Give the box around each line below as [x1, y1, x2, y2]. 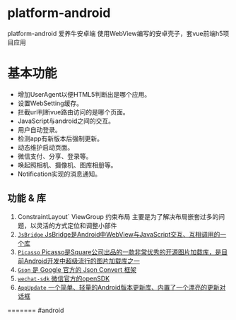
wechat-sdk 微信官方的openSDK [17, 274, 110, 283]
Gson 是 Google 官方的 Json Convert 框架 [17, 265, 136, 273]
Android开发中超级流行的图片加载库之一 [23, 256, 140, 265]
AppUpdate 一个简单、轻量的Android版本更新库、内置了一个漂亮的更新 [17, 283, 220, 291]
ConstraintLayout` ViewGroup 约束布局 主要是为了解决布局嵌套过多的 [17, 212, 219, 220]
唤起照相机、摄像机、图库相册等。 [17, 160, 117, 169]
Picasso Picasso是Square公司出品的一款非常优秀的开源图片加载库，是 [17, 247, 222, 256]
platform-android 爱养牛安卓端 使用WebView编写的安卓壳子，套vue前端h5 [7, 29, 223, 37]
